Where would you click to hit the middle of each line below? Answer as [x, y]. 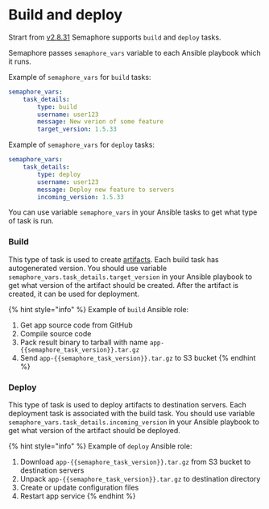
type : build [58, 106]
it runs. [20, 61]
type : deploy [59, 174]
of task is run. [31, 221]
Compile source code [56, 333]
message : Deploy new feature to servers [106, 190]
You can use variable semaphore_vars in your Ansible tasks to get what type [133, 212]
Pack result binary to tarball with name [84, 342]
